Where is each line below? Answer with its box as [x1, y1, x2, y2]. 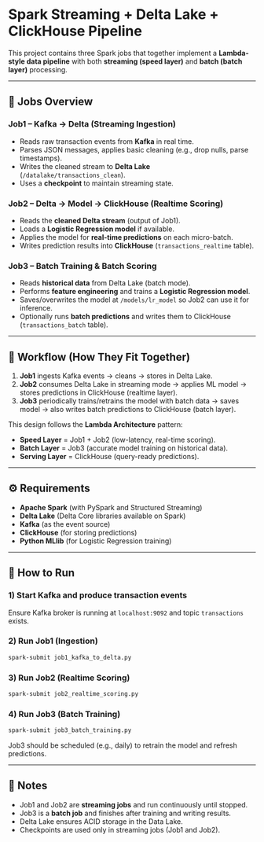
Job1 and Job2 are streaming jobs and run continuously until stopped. [19, 800, 248, 809]
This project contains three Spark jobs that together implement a [8, 48, 218, 57]
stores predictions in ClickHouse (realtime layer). [19, 388, 178, 398]
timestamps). [19, 153, 63, 163]
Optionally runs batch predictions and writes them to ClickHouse [19, 312, 232, 322]
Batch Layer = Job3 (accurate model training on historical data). [19, 443, 229, 453]
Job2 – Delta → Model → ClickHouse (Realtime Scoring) [8, 198, 224, 209]
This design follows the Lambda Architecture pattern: [8, 420, 183, 429]
